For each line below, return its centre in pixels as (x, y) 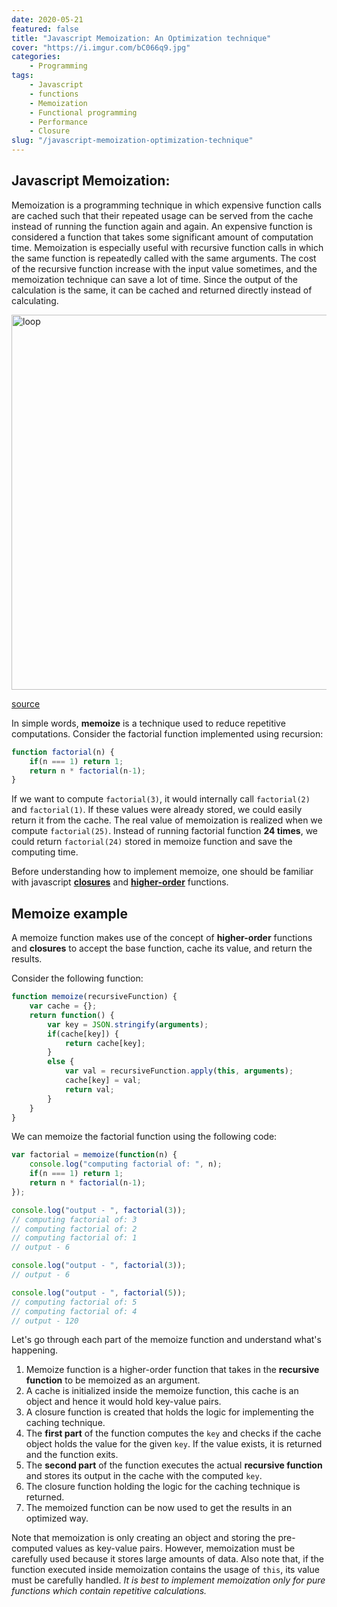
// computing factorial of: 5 (74, 1302)
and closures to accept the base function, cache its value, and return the (162, 948)
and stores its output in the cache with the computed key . (144, 1476)
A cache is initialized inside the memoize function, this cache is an (162, 1391)
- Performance (58, 122)
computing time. (45, 852)
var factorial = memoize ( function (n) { (94, 1155)
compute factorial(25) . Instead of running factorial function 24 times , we (164, 831)
